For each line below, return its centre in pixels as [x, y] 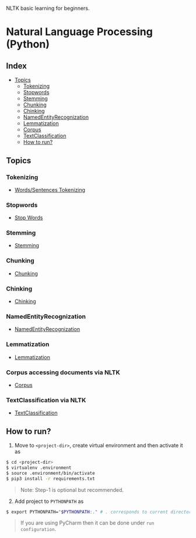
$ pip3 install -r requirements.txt [50, 478]
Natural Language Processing [79, 32]
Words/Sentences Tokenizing [50, 189]
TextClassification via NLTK [46, 400]
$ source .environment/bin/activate [50, 473]
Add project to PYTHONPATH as [49, 501]
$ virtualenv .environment [39, 468]
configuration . [38, 529]
